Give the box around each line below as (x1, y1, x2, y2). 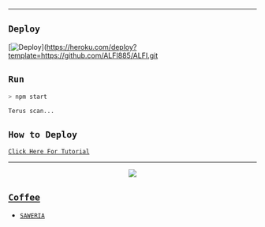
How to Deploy (8, 128, 77, 140)
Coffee (8, 191, 41, 202)
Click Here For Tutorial (8, 148, 90, 156)
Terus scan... (8, 107, 55, 115)
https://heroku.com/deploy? (46, 42, 137, 51)
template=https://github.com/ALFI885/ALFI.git (8, 51, 159, 60)
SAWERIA (19, 212, 45, 220)
